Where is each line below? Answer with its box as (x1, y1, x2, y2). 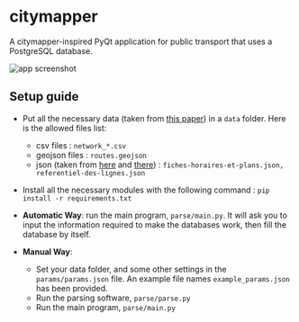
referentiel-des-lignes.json (35, 168, 146, 177)
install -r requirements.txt (22, 193, 132, 203)
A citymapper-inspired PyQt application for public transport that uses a (9, 36, 273, 47)
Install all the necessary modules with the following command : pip (22, 184, 270, 195)
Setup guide (9, 89, 79, 104)
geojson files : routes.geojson (35, 149, 147, 160)
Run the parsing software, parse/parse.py (35, 292, 191, 303)
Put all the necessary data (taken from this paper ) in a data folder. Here (22, 112, 286, 123)
